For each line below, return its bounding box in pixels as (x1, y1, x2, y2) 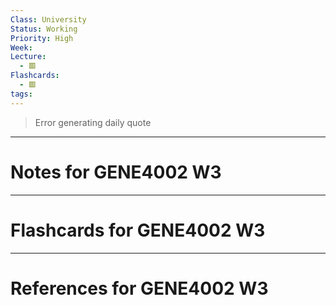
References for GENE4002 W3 (10, 277, 269, 300)
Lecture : (10, 52, 47, 62)
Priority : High (10, 33, 74, 43)
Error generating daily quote (34, 116, 152, 128)
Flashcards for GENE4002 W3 (10, 219, 266, 241)
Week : (10, 42, 33, 53)
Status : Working (10, 24, 78, 34)
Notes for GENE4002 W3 (10, 161, 222, 183)
